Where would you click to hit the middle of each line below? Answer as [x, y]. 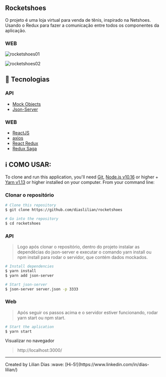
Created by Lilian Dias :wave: [35, 365]
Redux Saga [24, 149]
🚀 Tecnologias [27, 79]
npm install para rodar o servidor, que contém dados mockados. [83, 257]
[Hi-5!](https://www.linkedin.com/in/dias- [107, 365]
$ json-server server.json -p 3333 [42, 289]
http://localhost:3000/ [40, 350]
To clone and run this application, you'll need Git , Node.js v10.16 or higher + [82, 177]
